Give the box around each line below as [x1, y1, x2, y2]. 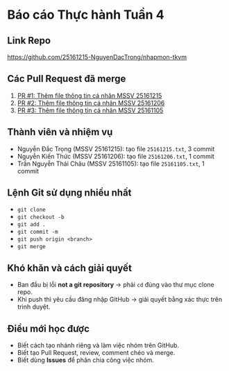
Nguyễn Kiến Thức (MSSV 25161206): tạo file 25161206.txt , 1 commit [17, 152, 215, 160]
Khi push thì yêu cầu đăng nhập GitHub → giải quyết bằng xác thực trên [17, 295, 223, 304]
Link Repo [7, 35, 51, 46]
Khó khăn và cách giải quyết [7, 262, 132, 274]
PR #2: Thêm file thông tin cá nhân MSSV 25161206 [17, 98, 165, 107]
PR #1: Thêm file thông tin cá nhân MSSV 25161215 [17, 91, 162, 100]
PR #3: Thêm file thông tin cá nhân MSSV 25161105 [17, 106, 164, 114]
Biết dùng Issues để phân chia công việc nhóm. [17, 356, 154, 364]
